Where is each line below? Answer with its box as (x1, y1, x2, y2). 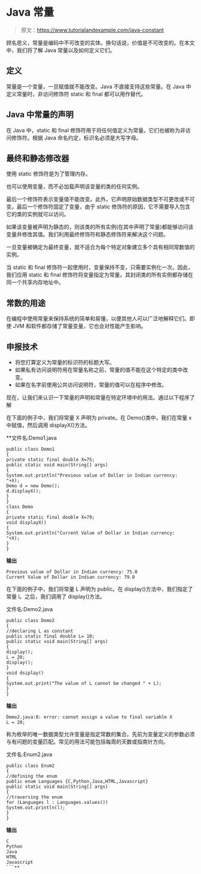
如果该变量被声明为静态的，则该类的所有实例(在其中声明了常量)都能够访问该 (6, 223, 194, 230)
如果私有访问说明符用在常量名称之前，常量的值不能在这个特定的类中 (14, 366, 183, 373)
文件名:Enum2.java (6, 751, 53, 758)
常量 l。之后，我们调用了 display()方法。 (6, 593, 106, 600)
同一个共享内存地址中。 (6, 279, 64, 286)
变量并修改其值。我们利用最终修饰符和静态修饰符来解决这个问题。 (6, 231, 169, 238)
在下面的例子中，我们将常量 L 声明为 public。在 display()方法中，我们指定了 (6, 585, 193, 593)
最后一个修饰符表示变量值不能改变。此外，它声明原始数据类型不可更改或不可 (6, 196, 195, 203)
